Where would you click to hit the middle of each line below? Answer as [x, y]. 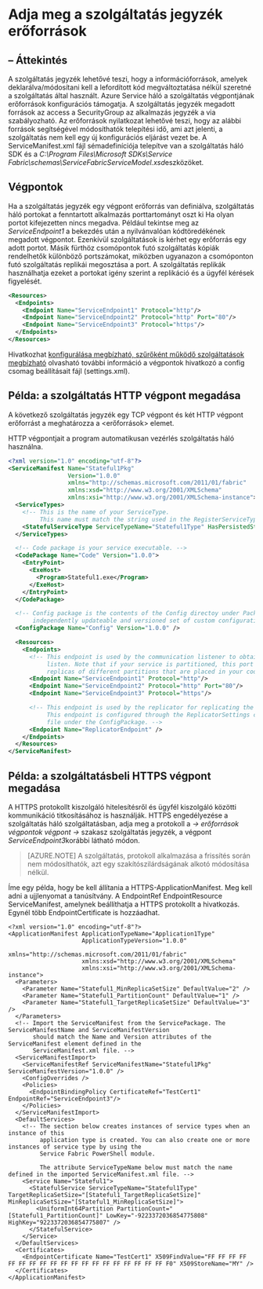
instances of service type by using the [75, 1147]
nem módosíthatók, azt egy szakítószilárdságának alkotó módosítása [138, 864]
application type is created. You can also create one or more [145, 1140]
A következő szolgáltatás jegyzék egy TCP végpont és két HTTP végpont [126, 415]
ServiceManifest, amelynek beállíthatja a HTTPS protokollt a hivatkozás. [124, 904]
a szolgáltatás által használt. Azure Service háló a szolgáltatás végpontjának [131, 95]
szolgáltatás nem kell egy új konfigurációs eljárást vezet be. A [108, 137]
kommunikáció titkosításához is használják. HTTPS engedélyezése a [118, 815]
